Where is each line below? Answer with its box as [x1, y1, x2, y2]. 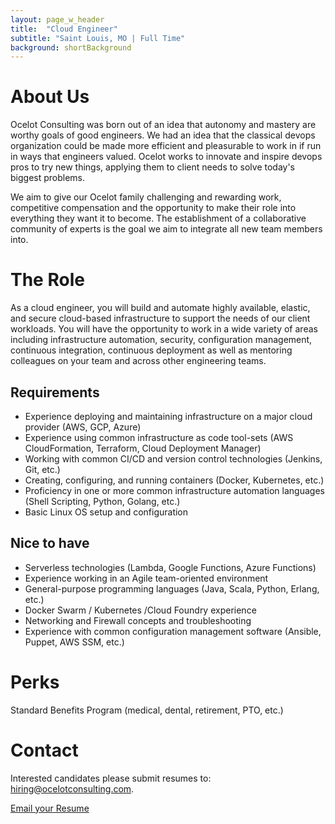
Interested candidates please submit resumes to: [10, 772, 212, 784]
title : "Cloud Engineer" [10, 24, 118, 34]
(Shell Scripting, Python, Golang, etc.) [24, 495, 181, 507]
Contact [10, 739, 79, 761]
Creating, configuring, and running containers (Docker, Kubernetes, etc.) [24, 474, 325, 486]
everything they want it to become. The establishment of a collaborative [10, 212, 307, 225]
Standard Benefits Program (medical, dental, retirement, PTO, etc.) [10, 704, 284, 716]
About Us [10, 86, 90, 108]
